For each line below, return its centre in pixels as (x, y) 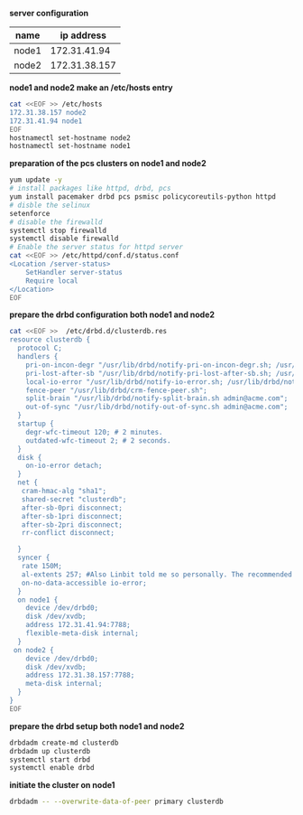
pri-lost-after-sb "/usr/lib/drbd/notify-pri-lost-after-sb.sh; (149, 373)
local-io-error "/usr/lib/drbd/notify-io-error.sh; (124, 382)
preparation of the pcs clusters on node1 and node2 (108, 164)
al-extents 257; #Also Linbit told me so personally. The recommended (157, 574)
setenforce (30, 213)
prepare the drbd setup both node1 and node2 (97, 726)
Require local (52, 281)
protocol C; (40, 348)
